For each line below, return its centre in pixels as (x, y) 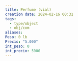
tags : (11, 19)
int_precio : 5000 (23, 51)
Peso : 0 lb (16, 37)
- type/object (24, 23)
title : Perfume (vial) (28, 10)
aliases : (14, 32)
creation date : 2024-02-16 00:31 (39, 14)
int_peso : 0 (17, 46)
